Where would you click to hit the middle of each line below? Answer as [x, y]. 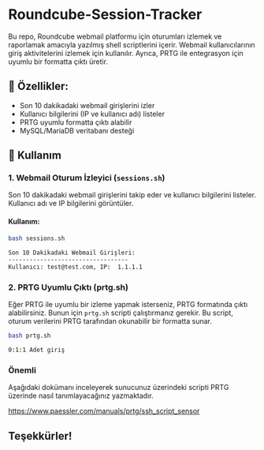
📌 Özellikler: [39, 86]
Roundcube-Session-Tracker [105, 15]
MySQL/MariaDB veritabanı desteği [77, 130]
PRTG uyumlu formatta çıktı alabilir [76, 122]
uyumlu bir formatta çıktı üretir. [58, 62]
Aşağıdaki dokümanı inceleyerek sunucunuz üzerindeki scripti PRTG [119, 388]
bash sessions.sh [37, 238]
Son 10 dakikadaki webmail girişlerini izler [87, 105]
